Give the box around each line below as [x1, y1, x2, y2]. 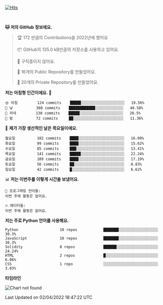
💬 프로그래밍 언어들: [5, 188, 41, 193]
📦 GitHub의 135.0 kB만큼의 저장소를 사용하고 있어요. [17, 47, 120, 52]
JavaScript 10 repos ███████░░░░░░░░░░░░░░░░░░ [5, 236, 159, 241]
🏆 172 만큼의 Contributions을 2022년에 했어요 [17, 35, 108, 40]
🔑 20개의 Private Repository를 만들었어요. [17, 79, 99, 85]
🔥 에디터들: [5, 203, 26, 208]
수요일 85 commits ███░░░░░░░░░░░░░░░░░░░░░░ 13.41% [5, 146, 144, 151]
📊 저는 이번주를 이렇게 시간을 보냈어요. [5, 176, 80, 182]
